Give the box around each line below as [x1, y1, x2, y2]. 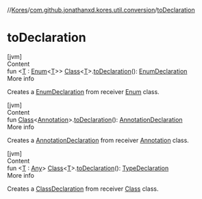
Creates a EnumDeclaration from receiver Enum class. [7, 87, 160, 95]
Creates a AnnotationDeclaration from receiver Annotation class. [7, 136, 190, 144]
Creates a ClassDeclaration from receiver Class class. [7, 185, 159, 193]
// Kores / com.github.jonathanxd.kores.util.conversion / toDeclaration [7, 6, 195, 14]
